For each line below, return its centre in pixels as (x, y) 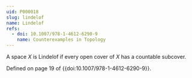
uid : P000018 (22, 12)
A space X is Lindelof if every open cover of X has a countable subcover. (96, 57)
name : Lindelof (25, 23)
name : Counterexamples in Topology (61, 40)
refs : (13, 28)
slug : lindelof (25, 17)
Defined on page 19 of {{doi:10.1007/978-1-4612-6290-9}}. (79, 68)
